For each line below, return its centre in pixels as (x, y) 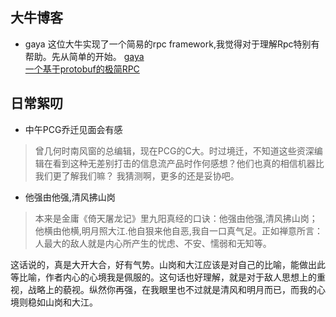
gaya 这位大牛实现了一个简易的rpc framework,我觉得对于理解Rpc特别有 (172, 44)
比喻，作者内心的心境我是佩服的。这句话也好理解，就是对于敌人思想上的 (167, 277)
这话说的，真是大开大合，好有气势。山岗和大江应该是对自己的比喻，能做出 (163, 264)
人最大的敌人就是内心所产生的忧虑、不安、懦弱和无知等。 (153, 243)
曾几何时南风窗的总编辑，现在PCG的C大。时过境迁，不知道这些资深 (174, 150)
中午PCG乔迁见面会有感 (73, 129)
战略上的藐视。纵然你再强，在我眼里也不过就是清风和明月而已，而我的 (172, 289)
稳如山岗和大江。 (62, 302)
